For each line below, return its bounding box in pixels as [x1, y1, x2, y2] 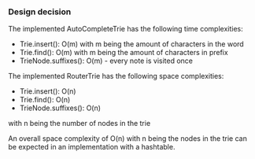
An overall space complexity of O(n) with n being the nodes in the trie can [8, 134, 248, 143]
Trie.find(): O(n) [19, 95, 71, 105]
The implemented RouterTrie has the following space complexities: [8, 72, 224, 81]
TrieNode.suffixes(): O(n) [19, 103, 101, 113]
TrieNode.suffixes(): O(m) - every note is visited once [19, 56, 193, 65]
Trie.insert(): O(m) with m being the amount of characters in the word [19, 39, 244, 49]
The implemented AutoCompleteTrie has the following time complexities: [8, 24, 243, 34]
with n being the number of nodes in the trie [8, 119, 151, 128]
